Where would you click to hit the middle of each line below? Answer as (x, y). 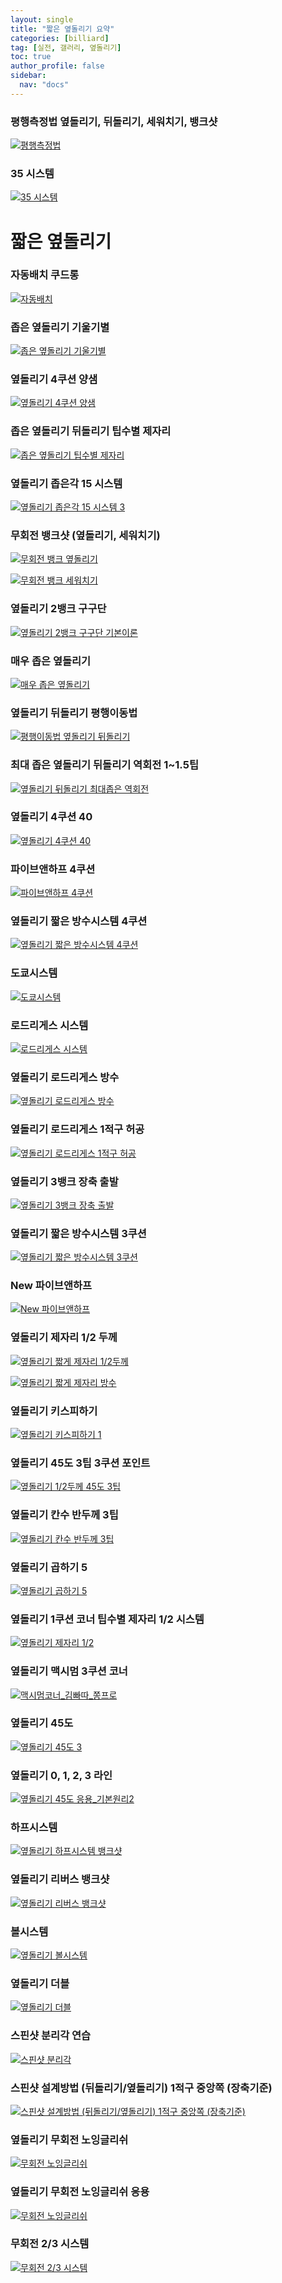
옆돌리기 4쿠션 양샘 (54, 379)
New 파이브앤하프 (51, 1286)
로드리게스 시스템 (49, 1025)
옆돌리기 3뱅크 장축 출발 (64, 1181)
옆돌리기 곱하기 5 (49, 1567)
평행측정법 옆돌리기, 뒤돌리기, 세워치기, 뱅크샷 (114, 121)
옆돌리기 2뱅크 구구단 (58, 609)
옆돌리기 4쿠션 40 (51, 817)
